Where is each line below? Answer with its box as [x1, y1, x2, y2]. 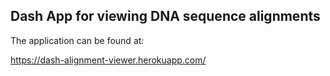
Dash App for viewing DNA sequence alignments [10, 8, 321, 25]
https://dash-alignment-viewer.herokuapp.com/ [10, 54, 207, 66]
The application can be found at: [10, 34, 145, 46]
